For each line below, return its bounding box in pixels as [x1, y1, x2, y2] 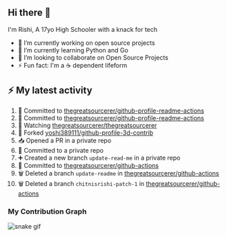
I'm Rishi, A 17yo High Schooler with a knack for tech [8, 25, 158, 33]
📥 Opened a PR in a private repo [17, 136, 112, 144]
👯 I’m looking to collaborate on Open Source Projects [17, 53, 168, 61]
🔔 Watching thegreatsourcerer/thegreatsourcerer [17, 121, 157, 129]
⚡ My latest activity [8, 84, 92, 97]
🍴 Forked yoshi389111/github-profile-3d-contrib [17, 129, 154, 137]
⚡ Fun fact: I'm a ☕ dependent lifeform [17, 61, 128, 69]
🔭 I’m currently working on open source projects [17, 39, 155, 47]
